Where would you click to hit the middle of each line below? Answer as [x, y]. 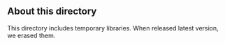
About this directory [52, 11]
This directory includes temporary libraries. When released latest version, [113, 28]
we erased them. [31, 35]
